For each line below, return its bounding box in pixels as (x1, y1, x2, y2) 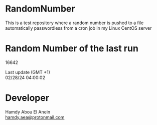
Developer (5, 92, 49, 104)
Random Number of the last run (5, 43, 139, 54)
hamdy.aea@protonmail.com (5, 114, 65, 120)
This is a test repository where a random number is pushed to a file (5, 20, 144, 26)
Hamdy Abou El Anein (5, 109, 51, 115)
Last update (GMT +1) (5, 69, 50, 75)
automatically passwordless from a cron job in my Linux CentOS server (5, 25, 152, 31)
